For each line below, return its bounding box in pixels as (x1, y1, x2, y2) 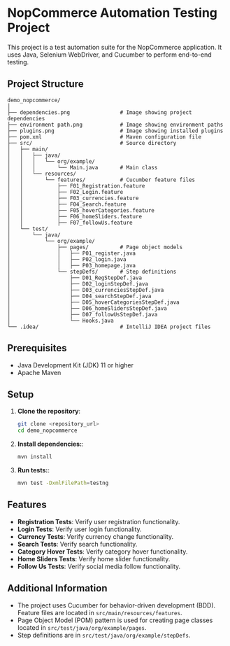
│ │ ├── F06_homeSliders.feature (7, 213, 142, 220)
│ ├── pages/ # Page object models (7, 244, 183, 251)
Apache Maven (17, 368, 62, 377)
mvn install (17, 454, 52, 461)
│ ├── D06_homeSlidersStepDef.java (7, 304, 168, 312)
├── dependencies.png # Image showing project (7, 108, 192, 116)
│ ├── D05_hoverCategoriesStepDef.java (7, 299, 180, 306)
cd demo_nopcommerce (17, 427, 78, 435)
